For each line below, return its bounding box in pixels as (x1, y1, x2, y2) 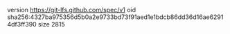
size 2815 (37, 20, 65, 28)
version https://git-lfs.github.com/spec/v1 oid (7, 6, 136, 14)
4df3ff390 (7, 20, 37, 28)
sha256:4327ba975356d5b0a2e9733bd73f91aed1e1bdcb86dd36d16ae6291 (7, 13, 224, 21)
